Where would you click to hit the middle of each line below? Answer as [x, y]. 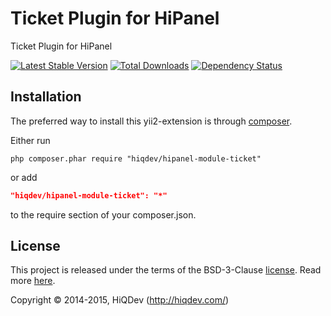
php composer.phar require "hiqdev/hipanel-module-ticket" [136, 158]
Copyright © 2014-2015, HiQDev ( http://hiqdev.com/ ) [120, 300]
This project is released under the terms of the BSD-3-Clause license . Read [166, 270]
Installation [46, 97]
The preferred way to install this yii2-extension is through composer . [151, 121]
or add [24, 177]
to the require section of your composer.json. [103, 214]
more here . [33, 281]
